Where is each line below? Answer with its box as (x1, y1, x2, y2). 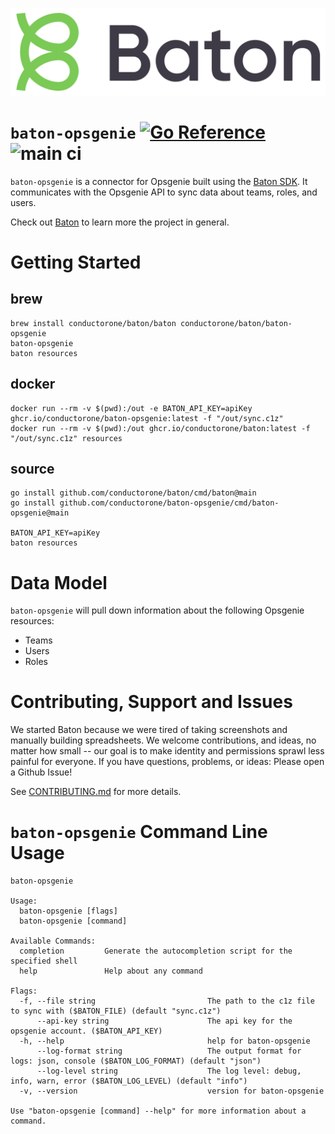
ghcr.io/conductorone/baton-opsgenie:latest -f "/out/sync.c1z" (10, 413, 284, 423)
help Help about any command (19, 966, 203, 977)
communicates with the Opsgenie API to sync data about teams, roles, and (10, 186, 318, 198)
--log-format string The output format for (36, 1046, 302, 1057)
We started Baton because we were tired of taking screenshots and (10, 724, 288, 736)
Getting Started (10, 251, 142, 273)
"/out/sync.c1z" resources (10, 433, 123, 443)
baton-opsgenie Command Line (10, 821, 268, 843)
